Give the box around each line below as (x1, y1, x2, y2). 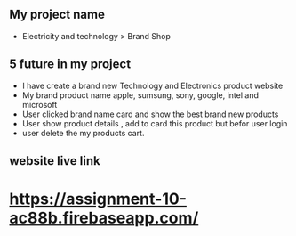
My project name (9, 7, 105, 22)
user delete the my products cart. (21, 127, 145, 138)
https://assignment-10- (9, 189, 187, 209)
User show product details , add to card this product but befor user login (21, 118, 288, 128)
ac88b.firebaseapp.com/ (9, 208, 199, 228)
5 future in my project (9, 57, 132, 72)
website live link (9, 153, 100, 168)
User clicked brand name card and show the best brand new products (21, 109, 279, 119)
